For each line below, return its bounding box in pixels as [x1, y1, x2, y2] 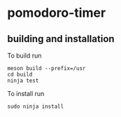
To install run [7, 90, 45, 97]
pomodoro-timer [7, 5, 106, 21]
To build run [7, 51, 42, 60]
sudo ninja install [7, 103, 64, 110]
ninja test [7, 77, 39, 84]
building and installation [7, 33, 115, 45]
